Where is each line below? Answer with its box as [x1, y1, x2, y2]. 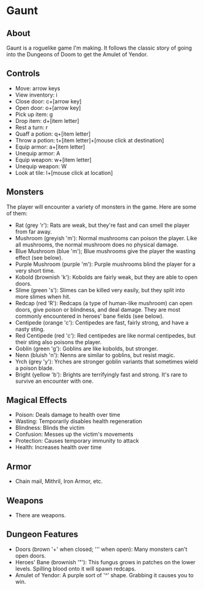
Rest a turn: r [15, 124, 48, 131]
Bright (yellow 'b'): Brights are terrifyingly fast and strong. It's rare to [15, 371, 188, 378]
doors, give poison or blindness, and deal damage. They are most [15, 306, 181, 313]
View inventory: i [15, 91, 58, 98]
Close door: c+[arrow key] [15, 97, 82, 105]
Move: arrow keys [15, 84, 60, 92]
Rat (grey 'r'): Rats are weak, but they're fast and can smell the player [15, 221, 190, 229]
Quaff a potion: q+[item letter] [15, 130, 91, 138]
